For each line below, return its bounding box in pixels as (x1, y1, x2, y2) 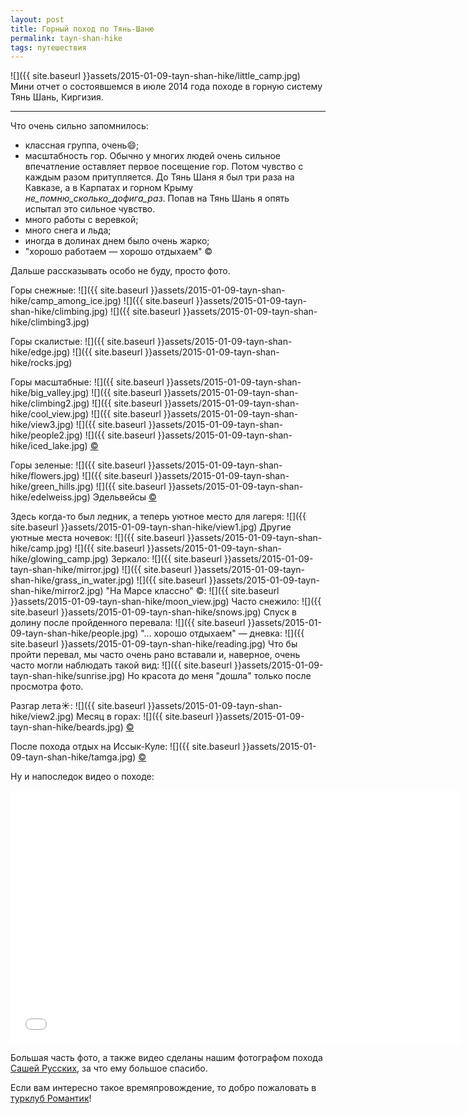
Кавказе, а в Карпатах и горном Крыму (24, 182, 194, 194)
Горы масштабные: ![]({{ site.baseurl (10, 376, 165, 388)
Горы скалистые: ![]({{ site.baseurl (10, 336, 156, 348)
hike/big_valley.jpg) (10, 387, 90, 399)
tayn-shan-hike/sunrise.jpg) (10, 670, 126, 682)
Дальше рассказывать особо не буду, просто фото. (10, 265, 231, 277)
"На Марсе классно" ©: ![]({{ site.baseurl (105, 585, 280, 597)
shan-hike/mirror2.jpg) (10, 585, 104, 597)
